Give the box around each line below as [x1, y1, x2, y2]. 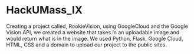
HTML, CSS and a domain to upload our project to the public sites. [6, 41, 167, 48]
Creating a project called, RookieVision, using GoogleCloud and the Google [6, 23, 189, 30]
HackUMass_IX [6, 3, 83, 17]
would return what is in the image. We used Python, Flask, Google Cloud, [6, 35, 183, 42]
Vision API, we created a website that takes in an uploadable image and [6, 28, 180, 35]
